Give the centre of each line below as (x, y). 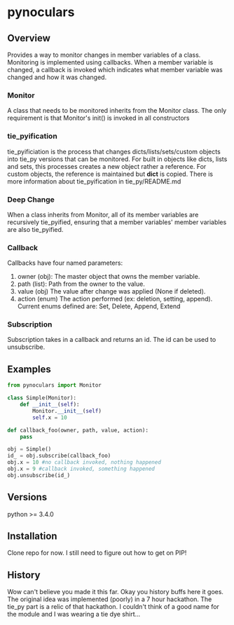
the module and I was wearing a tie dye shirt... (74, 614)
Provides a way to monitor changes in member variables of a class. (104, 55)
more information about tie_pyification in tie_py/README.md (94, 181)
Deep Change (31, 199)
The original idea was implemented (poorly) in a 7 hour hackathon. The (110, 599)
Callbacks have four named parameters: (65, 263)
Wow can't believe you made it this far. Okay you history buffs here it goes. (116, 592)
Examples (29, 369)
